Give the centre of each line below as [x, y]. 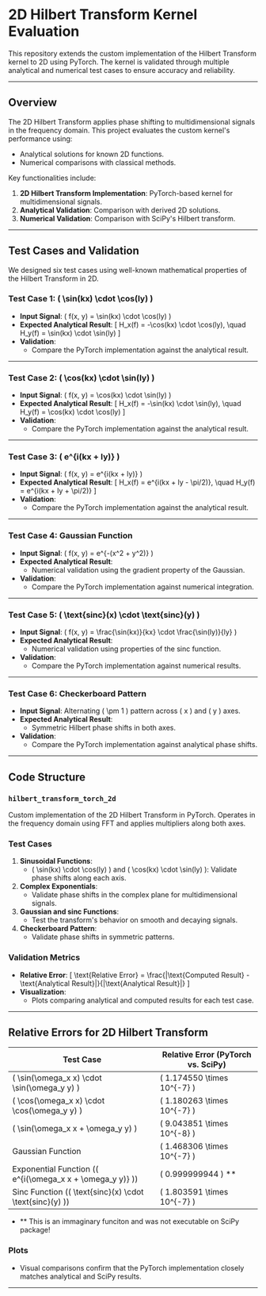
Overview [33, 103]
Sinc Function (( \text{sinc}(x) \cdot [78, 1192]
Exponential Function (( [55, 1169]
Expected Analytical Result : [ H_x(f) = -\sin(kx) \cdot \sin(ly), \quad [130, 404]
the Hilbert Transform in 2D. [53, 278]
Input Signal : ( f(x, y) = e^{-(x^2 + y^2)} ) [87, 553]
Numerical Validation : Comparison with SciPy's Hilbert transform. [127, 218]
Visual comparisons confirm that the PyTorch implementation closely [132, 1267]
